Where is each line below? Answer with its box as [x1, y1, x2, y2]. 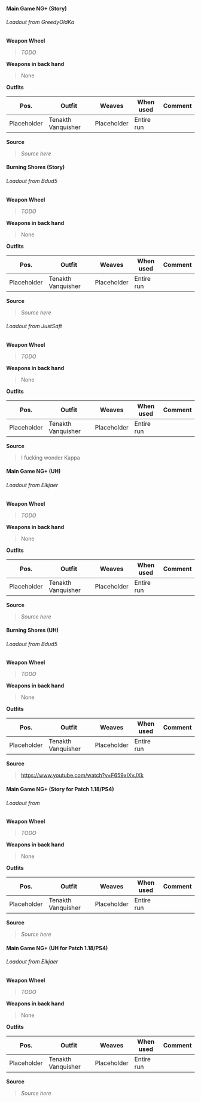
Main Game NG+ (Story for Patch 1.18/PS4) [6, 785, 114, 792]
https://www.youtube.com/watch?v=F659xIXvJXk [20, 771, 144, 779]
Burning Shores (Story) [6, 164, 65, 171]
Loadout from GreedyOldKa [6, 19, 75, 26]
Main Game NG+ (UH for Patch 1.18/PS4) [6, 944, 108, 951]
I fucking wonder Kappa [20, 454, 81, 461]
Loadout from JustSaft [6, 323, 62, 330]
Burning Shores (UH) [6, 627, 59, 634]
